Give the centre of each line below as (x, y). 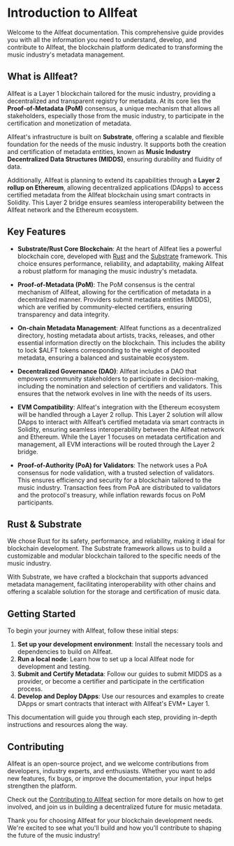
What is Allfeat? (43, 77)
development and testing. (54, 667)
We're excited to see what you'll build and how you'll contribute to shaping (115, 828)
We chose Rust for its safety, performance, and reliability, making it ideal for (116, 541)
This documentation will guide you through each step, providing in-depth (112, 717)
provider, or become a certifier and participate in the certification (111, 682)
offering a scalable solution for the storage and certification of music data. (114, 592)
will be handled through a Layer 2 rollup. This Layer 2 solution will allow (120, 414)
